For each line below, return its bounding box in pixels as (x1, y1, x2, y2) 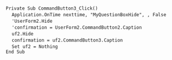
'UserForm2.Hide (11, 18, 53, 24)
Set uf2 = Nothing (11, 44, 58, 50)
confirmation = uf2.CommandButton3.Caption (11, 37, 124, 43)
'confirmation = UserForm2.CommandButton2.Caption (11, 25, 142, 31)
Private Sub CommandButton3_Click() (5, 5, 98, 11)
